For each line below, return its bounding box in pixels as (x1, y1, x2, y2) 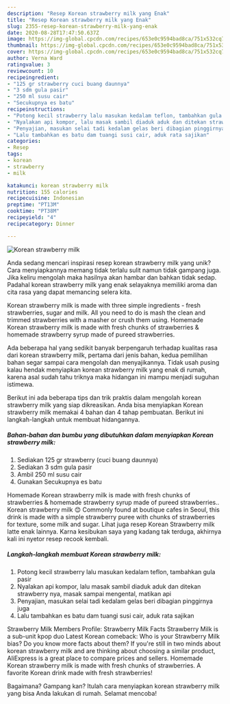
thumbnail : (7, 42, 38, 49)
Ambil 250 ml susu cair (16, 470, 82, 478)
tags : (7, 150, 23, 158)
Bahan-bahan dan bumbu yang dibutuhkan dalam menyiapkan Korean (7, 431, 214, 440)
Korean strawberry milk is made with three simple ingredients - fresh (7, 301, 201, 309)
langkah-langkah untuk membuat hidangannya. (7, 415, 140, 423)
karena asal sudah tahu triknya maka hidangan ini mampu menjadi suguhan (7, 372, 219, 381)
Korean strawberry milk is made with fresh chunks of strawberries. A (7, 661, 201, 670)
